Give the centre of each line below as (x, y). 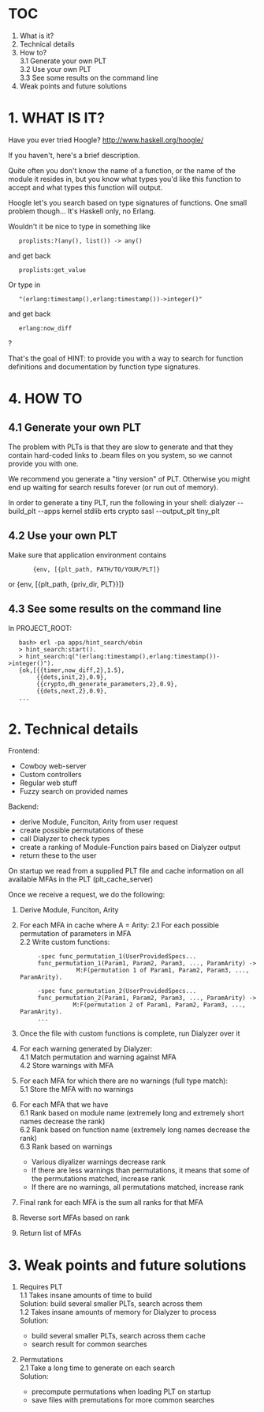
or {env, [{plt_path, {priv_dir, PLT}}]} (66, 584)
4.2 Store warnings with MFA (67, 1066)
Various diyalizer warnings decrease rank (99, 1162)
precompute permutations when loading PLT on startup (121, 1391)
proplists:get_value (52, 270)
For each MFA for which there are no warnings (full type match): (124, 1081)
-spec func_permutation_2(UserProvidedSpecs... (117, 991)
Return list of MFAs (50, 1233)
